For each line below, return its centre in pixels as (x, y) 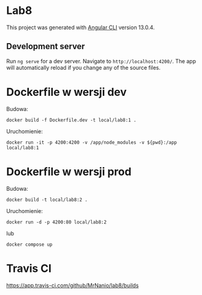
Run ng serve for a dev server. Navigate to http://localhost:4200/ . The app (101, 61)
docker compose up (29, 244)
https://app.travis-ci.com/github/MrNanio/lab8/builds (73, 285)
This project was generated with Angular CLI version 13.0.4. (81, 27)
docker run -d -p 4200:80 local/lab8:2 (57, 222)
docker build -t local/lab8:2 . (47, 200)
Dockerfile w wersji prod (69, 171)
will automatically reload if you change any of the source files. (83, 67)
